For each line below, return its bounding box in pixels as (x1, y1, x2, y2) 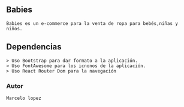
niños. (6, 26, 23, 32)
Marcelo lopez (6, 95, 42, 101)
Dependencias (6, 42, 62, 52)
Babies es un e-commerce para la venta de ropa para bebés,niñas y (6, 20, 179, 26)
